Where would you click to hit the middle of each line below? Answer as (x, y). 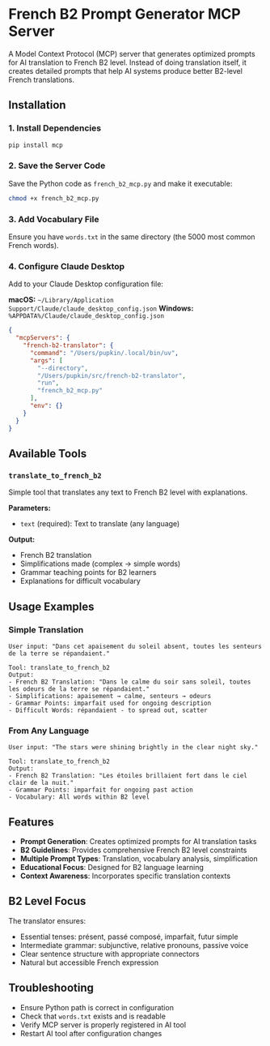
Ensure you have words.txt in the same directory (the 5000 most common (132, 237)
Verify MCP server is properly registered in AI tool (103, 1025)
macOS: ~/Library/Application (61, 300)
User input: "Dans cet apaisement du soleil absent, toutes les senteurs (135, 646)
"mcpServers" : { (43, 338)
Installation (37, 105)
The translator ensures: (47, 920)
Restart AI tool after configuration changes (91, 1033)
